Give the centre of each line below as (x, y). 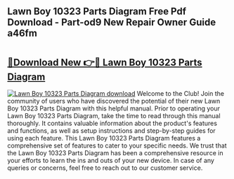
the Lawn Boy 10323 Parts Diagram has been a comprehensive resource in (115, 153)
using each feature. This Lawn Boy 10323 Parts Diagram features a (104, 138)
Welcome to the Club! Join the (181, 93)
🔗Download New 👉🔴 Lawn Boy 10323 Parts (105, 62)
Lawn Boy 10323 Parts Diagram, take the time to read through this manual (114, 116)
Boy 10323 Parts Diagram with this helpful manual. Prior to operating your (113, 108)
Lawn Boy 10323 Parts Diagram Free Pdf (97, 12)
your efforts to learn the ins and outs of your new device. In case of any (111, 160)
